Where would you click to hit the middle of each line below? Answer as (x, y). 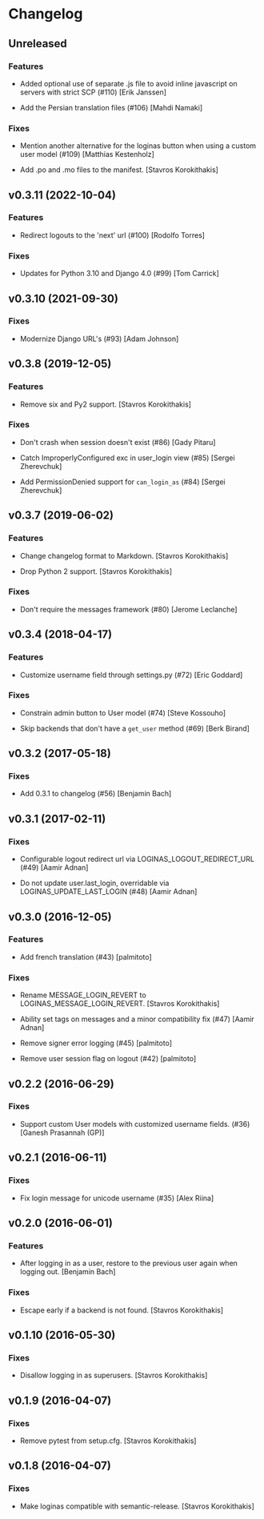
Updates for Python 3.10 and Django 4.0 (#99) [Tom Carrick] (120, 274)
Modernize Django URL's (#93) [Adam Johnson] (99, 339)
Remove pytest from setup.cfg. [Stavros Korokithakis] (108, 1441)
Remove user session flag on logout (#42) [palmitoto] (108, 1059)
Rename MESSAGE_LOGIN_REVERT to (83, 995)
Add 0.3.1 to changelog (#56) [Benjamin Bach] (96, 794)
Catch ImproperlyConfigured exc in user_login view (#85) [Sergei (127, 458)
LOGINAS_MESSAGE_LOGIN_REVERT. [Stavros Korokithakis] (120, 1004)
